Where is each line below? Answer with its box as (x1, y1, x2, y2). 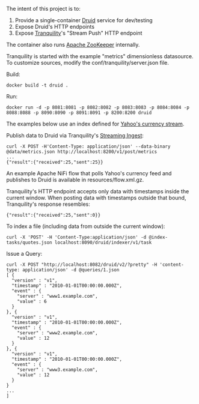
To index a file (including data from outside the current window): (6, 223, 165, 230)
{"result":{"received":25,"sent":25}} (6, 159, 103, 165)
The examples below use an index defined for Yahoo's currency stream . (6, 120, 185, 127)
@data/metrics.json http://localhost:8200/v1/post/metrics (6, 149, 158, 155)
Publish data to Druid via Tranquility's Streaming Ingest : (6, 132, 144, 139)
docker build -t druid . (6, 82, 69, 88)
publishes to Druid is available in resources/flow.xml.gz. (6, 176, 144, 183)
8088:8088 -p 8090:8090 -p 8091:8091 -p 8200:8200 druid (6, 110, 152, 116)
